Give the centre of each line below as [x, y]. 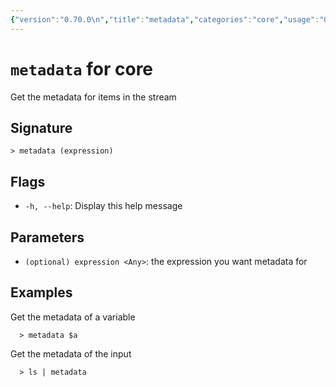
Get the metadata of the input [71, 353]
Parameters [47, 237]
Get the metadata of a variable [73, 317]
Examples [41, 292]
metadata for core [82, 68]
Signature [41, 127]
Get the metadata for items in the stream [93, 97]
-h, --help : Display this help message [103, 206]
